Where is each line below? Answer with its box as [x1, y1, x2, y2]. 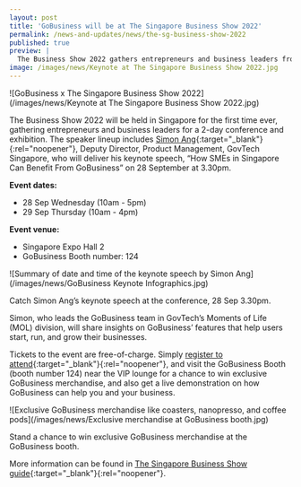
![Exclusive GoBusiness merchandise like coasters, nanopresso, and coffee [9, 404, 287, 415]
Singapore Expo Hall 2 [21, 241, 105, 252]
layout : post [9, 13, 58, 22]
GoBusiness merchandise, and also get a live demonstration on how [9, 378, 260, 388]
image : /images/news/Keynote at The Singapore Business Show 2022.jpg [9, 64, 279, 73]
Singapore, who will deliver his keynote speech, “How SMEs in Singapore [9, 152, 279, 163]
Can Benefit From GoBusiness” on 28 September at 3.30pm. [9, 162, 231, 173]
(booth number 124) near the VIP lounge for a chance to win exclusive [9, 368, 267, 378]
